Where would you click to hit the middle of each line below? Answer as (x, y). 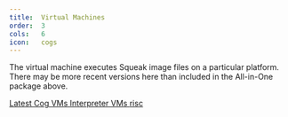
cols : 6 (28, 34)
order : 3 (28, 26)
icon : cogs (33, 42)
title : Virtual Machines (57, 17)
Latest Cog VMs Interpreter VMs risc (76, 104)
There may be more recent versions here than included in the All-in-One (141, 77)
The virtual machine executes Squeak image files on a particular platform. (144, 67)
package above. (39, 86)
